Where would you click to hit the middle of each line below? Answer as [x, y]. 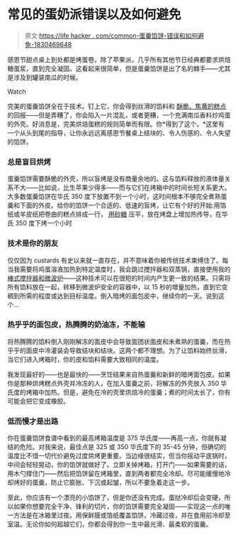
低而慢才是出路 [33, 421]
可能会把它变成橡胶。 [38, 401]
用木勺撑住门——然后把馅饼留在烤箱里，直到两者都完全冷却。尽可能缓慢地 [116, 474]
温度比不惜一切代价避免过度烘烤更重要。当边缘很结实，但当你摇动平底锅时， [119, 456]
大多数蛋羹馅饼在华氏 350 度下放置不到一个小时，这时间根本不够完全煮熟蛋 [117, 197]
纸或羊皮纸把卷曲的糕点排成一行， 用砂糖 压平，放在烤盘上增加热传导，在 [114, 215]
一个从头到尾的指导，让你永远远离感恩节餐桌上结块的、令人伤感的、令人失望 [119, 133]
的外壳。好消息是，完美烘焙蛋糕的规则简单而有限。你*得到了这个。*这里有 [116, 124]
